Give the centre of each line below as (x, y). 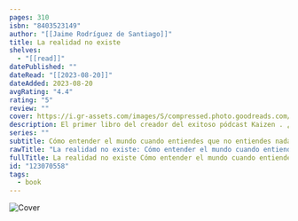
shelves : (25, 51)
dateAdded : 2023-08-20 (51, 83)
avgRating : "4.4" (41, 91)
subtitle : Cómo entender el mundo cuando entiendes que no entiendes (141, 141)
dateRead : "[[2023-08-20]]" (61, 75)
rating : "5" (31, 100)
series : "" (29, 133)
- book (29, 183)
